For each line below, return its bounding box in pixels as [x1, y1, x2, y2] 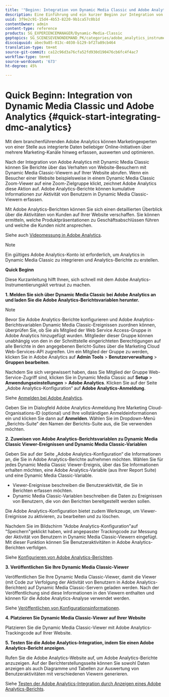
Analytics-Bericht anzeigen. [5, 645, 66, 651]
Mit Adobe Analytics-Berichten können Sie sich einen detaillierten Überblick [5, 206, 162, 212]
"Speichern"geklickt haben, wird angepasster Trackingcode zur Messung [5, 529, 157, 535]
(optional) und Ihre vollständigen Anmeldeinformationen [41, 410, 157, 416]
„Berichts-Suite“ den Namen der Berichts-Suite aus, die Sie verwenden [5, 421, 152, 427]
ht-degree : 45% [5, 64, 37, 69]
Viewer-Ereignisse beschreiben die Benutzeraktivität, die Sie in [12, 482, 143, 488]
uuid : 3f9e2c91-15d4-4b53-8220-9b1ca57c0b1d [5, 17, 100, 22]
